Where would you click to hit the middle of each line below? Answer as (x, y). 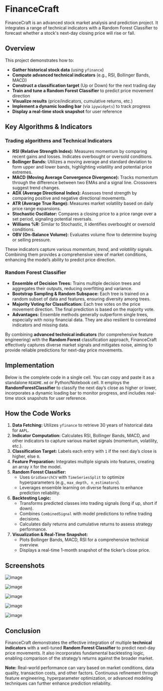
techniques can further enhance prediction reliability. (58, 683)
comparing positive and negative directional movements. (69, 198)
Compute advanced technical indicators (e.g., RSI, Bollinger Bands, (81, 75)
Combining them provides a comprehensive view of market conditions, (76, 255)
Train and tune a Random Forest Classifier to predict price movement (83, 90)
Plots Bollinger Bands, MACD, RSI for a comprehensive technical (84, 540)
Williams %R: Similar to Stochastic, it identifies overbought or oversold (83, 224)
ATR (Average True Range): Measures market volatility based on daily (83, 203)
